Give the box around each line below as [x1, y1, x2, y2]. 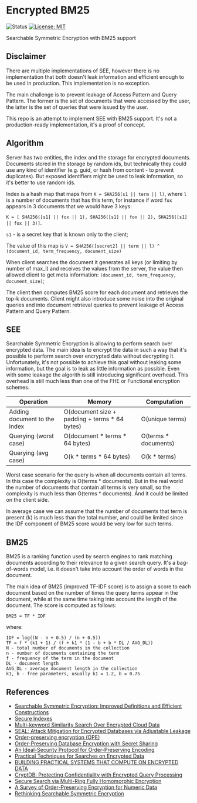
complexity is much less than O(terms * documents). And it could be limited [6, 490, 189, 497]
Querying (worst [9, 432, 55, 440]
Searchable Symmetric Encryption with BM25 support [6, 34, 136, 41]
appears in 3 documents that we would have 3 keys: [6, 202, 132, 209]
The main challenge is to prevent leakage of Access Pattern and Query [6, 91, 177, 98]
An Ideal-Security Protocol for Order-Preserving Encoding [14, 747, 155, 753]
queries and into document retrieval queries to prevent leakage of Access [6, 301, 184, 308]
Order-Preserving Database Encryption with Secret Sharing [14, 740, 158, 747]
